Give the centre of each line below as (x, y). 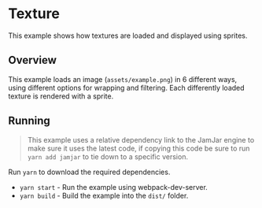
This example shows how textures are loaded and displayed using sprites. (128, 35)
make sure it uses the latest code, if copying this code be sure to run (138, 148)
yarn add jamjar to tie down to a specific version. (108, 156)
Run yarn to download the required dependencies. (89, 172)
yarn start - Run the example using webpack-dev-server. (114, 187)
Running (30, 121)
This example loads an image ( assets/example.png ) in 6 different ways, (123, 79)
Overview (33, 60)
